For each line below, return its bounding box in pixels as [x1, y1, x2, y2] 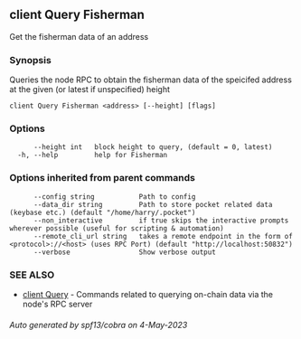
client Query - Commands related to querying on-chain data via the [22, 289, 274, 299]
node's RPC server [22, 298, 93, 309]
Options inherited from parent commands [9, 172, 196, 184]
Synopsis [9, 53, 52, 66]
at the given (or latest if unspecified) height [9, 84, 170, 95]
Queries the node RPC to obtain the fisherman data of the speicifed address [9, 74, 292, 85]
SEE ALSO [9, 268, 55, 281]
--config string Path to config [33, 192, 196, 202]
